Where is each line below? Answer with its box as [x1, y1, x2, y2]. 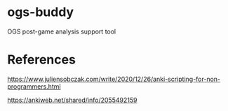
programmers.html [7, 82, 61, 91]
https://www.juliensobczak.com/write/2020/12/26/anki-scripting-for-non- [7, 75, 221, 83]
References [7, 52, 76, 68]
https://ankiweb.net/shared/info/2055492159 [7, 96, 138, 104]
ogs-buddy [7, 4, 74, 20]
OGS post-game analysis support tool [7, 27, 116, 36]
